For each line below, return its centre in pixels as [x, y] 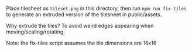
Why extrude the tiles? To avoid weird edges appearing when [80, 26]
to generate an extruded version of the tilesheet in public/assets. [84, 14]
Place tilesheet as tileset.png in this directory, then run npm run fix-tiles [96, 8]
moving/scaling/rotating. [36, 32]
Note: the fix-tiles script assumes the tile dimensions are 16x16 [81, 43]
